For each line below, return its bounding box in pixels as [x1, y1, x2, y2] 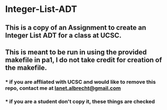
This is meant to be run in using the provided [5, 48, 147, 56]
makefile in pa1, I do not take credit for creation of [5, 56, 162, 64]
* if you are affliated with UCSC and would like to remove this [5, 78, 156, 85]
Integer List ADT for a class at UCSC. [5, 31, 121, 39]
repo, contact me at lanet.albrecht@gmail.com [5, 85, 121, 92]
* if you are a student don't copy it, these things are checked [5, 98, 155, 105]
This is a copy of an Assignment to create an [5, 23, 146, 32]
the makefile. [5, 63, 47, 72]
